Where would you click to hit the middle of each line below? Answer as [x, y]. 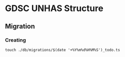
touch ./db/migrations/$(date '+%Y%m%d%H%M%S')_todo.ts [62, 50]
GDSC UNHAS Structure [54, 8]
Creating [16, 40]
